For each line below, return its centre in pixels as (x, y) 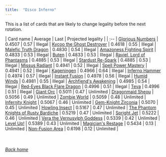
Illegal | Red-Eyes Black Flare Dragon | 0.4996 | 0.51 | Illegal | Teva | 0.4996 (82, 86)
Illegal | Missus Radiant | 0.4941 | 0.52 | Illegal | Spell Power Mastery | (76, 65)
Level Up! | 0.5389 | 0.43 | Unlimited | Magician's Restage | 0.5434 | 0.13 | (81, 123)
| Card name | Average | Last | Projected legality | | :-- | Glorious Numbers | (82, 39)
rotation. (14, 29)
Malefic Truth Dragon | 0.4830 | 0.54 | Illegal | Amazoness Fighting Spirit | (81, 49)
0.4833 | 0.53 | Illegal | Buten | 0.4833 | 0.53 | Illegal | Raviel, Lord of (75, 55)
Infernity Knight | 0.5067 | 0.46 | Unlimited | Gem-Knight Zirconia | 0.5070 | (82, 102)
